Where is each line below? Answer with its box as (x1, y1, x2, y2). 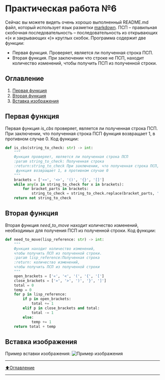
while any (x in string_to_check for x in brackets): (14, 182, 124, 187)
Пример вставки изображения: (5, 350, 71, 357)
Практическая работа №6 (5, 3, 117, 14)
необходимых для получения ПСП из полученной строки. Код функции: (5, 227, 156, 233)
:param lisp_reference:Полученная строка (14, 255, 100, 260)
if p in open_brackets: (23, 296, 71, 302)
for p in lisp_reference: (14, 292, 67, 297)
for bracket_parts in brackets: (23, 187, 89, 191)
